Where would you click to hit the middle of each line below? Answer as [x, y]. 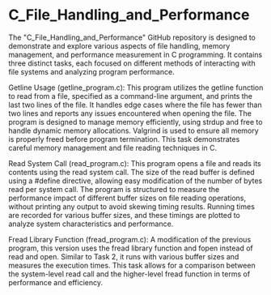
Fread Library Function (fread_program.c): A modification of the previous [130, 239]
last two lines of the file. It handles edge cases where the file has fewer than [135, 105]
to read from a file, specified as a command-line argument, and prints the [131, 96]
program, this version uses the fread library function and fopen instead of [131, 248]
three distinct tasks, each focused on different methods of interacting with [132, 63]
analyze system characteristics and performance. [91, 224]
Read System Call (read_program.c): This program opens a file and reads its [135, 163]
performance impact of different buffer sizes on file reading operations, [127, 198]
